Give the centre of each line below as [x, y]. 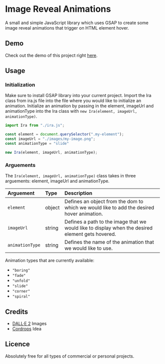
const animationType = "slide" [37, 144]
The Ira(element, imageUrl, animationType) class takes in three [70, 176]
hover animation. [84, 214]
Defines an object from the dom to [104, 201]
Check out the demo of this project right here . [51, 55]
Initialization [20, 85]
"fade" [19, 276]
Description [78, 193]
